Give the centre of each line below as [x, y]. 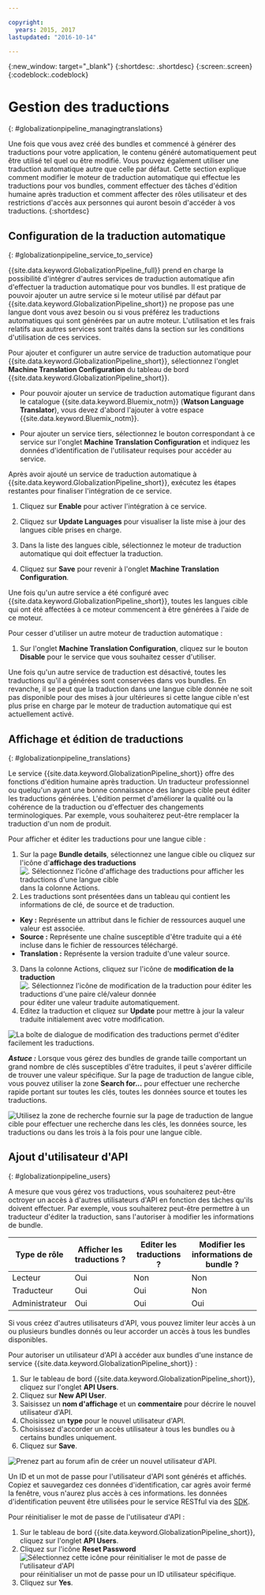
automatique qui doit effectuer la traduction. [91, 554]
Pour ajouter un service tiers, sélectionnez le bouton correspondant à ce [137, 434]
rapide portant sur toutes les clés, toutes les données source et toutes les [128, 1092]
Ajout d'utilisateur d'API [68, 1157]
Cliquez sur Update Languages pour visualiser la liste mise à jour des [132, 521]
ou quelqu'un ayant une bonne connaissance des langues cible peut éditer [129, 790]
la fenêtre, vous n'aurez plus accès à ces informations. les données [118, 1493]
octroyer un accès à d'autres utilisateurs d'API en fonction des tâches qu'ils [131, 1200]
